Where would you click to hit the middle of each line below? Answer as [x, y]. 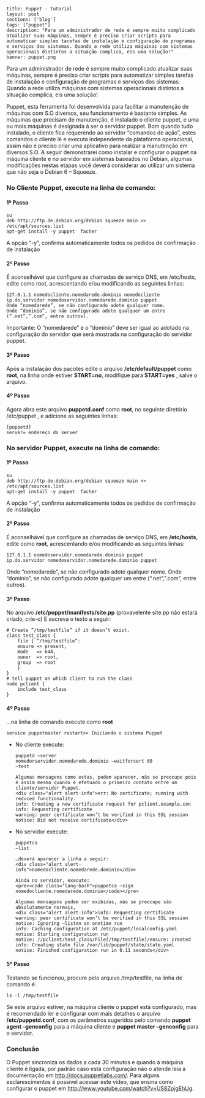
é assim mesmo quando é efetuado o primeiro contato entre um [96, 783]
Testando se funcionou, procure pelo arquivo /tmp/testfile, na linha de [94, 978]
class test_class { [31, 636]
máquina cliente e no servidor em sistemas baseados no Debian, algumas [99, 159]
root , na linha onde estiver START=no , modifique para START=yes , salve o [102, 375]
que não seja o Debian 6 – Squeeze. [52, 172]
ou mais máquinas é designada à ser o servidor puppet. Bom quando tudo [100, 126]
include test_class [42, 690]
